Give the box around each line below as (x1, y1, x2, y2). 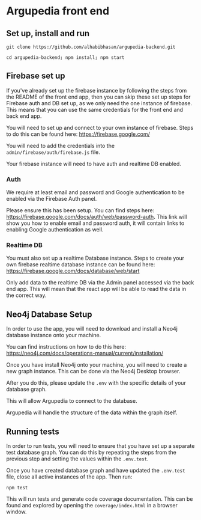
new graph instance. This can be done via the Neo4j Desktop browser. (6, 368, 181, 375)
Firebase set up (6, 71, 65, 81)
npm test (6, 485, 28, 491)
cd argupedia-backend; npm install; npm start (6, 55, 125, 61)
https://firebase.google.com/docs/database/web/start (6, 268, 140, 275)
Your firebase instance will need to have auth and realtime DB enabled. (6, 160, 182, 167)
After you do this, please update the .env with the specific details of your (6, 379, 186, 387)
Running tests (6, 426, 60, 436)
